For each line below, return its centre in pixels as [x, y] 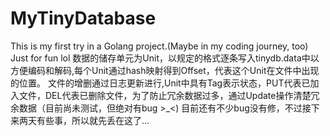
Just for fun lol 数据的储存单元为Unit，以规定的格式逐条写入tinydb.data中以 [165, 58]
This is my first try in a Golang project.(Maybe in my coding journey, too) [159, 46]
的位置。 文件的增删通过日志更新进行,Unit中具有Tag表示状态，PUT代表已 [160, 83]
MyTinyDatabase [83, 18]
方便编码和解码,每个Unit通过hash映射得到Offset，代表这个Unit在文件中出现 [165, 70]
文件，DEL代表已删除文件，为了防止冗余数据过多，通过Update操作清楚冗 [169, 95]
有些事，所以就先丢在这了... [93, 120]
